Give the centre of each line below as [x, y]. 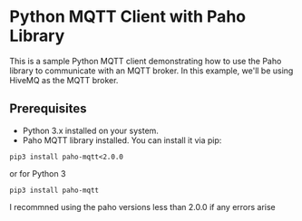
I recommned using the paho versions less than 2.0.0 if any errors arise [143, 207]
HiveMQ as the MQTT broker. [64, 80]
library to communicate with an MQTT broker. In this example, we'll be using [151, 71]
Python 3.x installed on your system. [90, 130]
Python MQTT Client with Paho [128, 17]
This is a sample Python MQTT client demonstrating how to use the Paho [146, 61]
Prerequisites [48, 109]
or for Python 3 [38, 173]
